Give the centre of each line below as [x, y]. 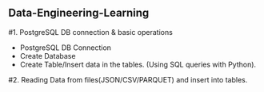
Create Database [48, 56]
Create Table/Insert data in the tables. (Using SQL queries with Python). [138, 64]
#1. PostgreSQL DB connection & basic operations [91, 32]
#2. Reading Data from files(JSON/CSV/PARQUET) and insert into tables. [128, 79]
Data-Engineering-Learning [79, 13]
